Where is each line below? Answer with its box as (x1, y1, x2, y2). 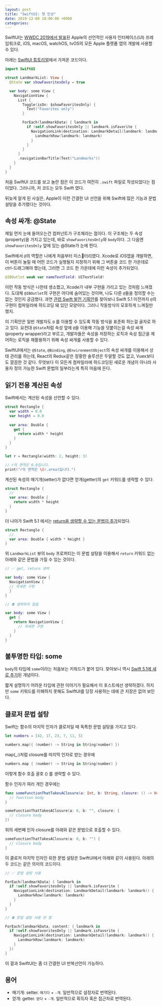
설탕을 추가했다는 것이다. (5, 201, 52, 207)
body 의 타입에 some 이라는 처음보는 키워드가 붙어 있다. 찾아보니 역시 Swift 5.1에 (5, 666, 152, 672)
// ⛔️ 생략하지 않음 (5, 602, 39, 607)
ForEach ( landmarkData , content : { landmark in (5, 924, 100, 929)
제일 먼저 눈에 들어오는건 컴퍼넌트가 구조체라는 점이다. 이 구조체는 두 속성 (5, 231, 143, 237)
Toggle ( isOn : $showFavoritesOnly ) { (22, 102, 96, 107)
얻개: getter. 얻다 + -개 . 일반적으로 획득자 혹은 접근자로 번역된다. (12, 996, 132, 1002)
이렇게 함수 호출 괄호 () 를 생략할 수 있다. (5, 770, 81, 776)
